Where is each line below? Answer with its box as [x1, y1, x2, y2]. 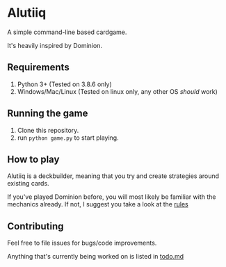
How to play [7, 153, 60, 165]
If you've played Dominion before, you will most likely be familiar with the [7, 193, 216, 201]
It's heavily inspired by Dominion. [7, 41, 103, 49]
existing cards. [7, 179, 50, 188]
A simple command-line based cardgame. [7, 28, 127, 36]
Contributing [7, 220, 64, 232]
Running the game [7, 108, 88, 120]
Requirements [7, 61, 70, 74]
